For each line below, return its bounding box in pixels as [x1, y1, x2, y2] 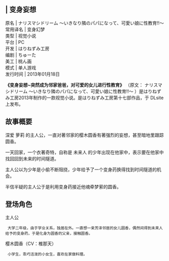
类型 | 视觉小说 [5, 33, 37, 39]
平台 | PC [5, 39, 24, 45]
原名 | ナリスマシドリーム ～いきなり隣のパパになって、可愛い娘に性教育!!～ [5, 20, 164, 26]
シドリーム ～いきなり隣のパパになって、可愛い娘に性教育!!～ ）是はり [5, 88, 153, 94]
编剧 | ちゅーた [5, 52, 37, 58]
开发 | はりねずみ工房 [5, 45, 50, 52]
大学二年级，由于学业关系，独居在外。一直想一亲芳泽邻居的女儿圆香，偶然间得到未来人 [7, 226, 163, 231]
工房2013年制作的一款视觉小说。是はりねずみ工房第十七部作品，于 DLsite [9, 94, 164, 101]
